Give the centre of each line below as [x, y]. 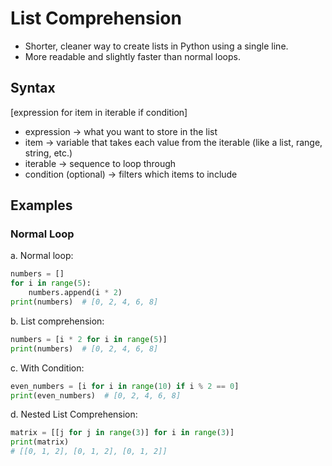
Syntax [33, 88]
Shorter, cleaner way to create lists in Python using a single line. [156, 46]
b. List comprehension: [57, 321]
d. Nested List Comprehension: [74, 414]
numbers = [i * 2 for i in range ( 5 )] [89, 339]
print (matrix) [40, 442]
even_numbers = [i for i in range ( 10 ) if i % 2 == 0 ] [125, 386]
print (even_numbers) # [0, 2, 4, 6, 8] [96, 395]
